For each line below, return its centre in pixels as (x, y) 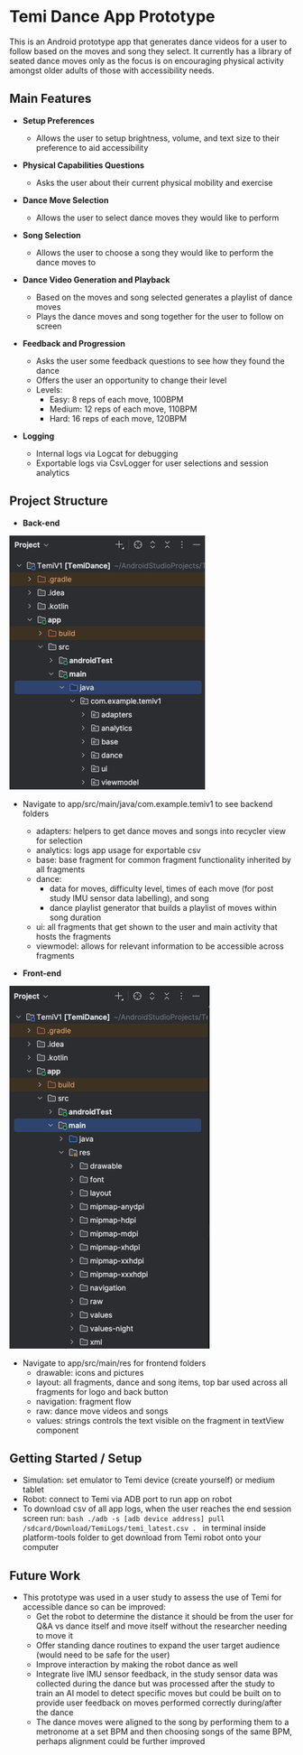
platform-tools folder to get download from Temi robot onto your (142, 1537)
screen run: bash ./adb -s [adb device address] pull (124, 1518)
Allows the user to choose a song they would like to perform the (155, 252)
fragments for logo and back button (102, 1391)
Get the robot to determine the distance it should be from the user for (165, 1617)
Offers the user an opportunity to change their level (131, 380)
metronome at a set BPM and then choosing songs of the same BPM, (164, 1732)
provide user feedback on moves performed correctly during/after (159, 1703)
